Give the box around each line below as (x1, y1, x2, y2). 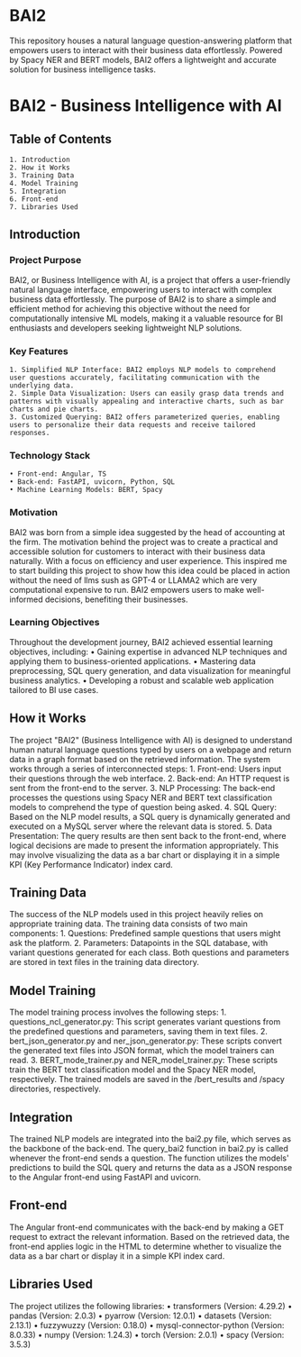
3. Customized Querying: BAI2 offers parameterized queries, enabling (9, 412, 280, 422)
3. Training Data (9, 170, 75, 180)
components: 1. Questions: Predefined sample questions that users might (9, 928, 281, 939)
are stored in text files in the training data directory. (9, 957, 200, 968)
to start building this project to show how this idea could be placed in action (9, 565, 290, 576)
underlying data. (9, 380, 75, 390)
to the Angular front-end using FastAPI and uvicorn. (9, 1172, 201, 1183)
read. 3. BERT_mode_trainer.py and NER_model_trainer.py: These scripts (9, 1055, 278, 1066)
